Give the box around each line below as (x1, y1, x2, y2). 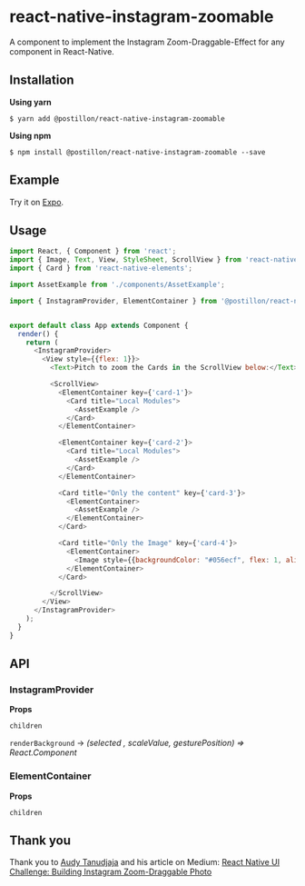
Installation (9, 73, 74, 88)
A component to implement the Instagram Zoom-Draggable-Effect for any (9, 36, 285, 47)
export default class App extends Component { (9, 321, 189, 330)
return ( (25, 338, 59, 347)
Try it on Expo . (9, 196, 64, 207)
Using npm (9, 130, 52, 141)
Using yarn (9, 96, 52, 107)
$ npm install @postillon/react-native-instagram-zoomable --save (9, 147, 266, 156)
